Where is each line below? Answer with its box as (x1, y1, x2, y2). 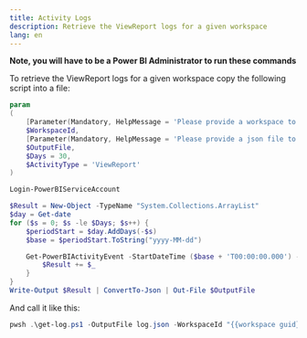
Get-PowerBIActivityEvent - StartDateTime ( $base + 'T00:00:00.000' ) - (26, 252, 301, 261)
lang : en (9, 30, 43, 39)
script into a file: (9, 83, 70, 94)
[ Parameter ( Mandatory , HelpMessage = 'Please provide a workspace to (26, 118, 297, 127)
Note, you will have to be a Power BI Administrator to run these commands (9, 56, 297, 67)
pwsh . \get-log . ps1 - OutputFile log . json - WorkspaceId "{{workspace (9, 320, 276, 329)
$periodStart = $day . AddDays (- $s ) (26, 227, 157, 236)
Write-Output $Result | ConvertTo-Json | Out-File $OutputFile (9, 286, 256, 295)
